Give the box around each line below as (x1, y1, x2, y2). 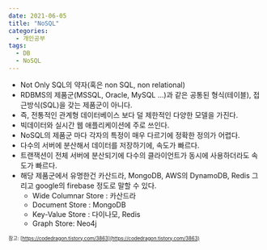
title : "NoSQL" (8, 19, 60, 27)
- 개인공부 (15, 34, 46, 43)
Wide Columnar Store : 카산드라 (32, 190, 136, 200)
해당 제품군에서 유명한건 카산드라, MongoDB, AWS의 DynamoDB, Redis (19, 170, 251, 180)
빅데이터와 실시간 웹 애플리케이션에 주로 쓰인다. (19, 120, 170, 130)
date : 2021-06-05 (8, 11, 67, 20)
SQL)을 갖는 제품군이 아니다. (42, 100, 133, 110)
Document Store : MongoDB (32, 199, 127, 210)
